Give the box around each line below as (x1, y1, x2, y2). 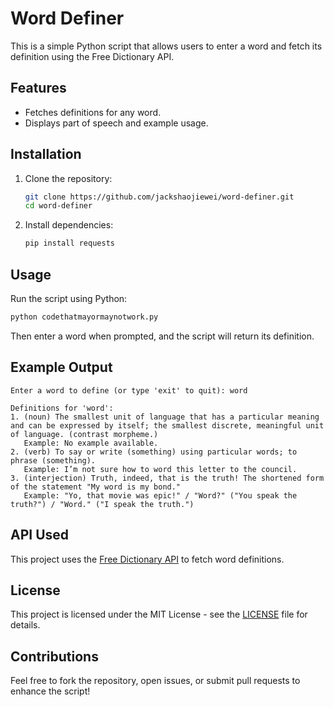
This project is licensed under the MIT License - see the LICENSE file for (10, 608, 308, 621)
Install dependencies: (24, 219, 114, 231)
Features (10, 80, 67, 97)
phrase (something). (10, 455, 97, 466)
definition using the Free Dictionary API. (10, 50, 175, 62)
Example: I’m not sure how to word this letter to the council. (23, 464, 298, 474)
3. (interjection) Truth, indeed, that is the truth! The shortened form (10, 473, 325, 483)
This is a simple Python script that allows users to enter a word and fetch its (10, 40, 323, 52)
